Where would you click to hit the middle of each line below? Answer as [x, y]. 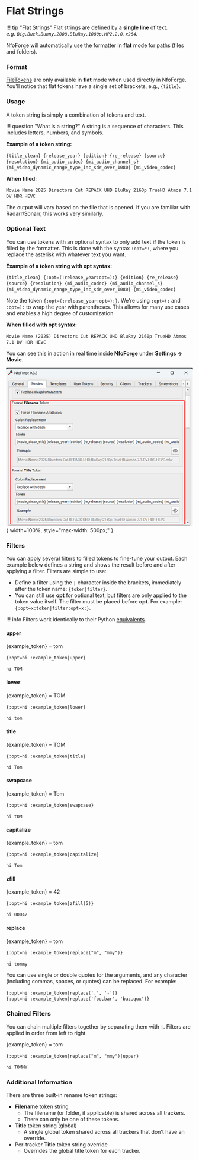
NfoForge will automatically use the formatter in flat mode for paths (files [95, 45]
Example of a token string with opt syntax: [59, 266]
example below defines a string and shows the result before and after [91, 565]
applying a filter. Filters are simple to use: [56, 571]
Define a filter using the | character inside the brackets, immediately [98, 583]
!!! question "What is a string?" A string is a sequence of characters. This [95, 126]
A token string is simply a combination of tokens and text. [76, 115]
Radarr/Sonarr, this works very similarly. [55, 213]
